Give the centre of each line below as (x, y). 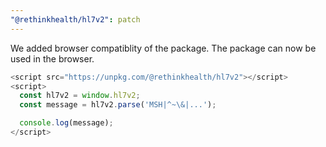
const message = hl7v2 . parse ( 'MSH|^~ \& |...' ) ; (118, 105)
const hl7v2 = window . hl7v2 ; (80, 96)
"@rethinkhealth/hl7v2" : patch (75, 19)
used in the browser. (52, 58)
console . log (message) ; (66, 123)
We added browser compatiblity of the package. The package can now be (163, 48)
